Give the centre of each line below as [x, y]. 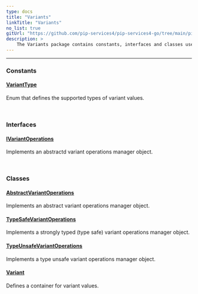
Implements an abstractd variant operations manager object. [80, 152]
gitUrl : [16, 34]
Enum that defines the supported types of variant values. [75, 98]
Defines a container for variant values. [52, 285]
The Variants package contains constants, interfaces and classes [100, 45]
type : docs [19, 12]
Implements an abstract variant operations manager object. [78, 206]
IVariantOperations [30, 139]
